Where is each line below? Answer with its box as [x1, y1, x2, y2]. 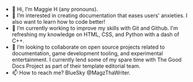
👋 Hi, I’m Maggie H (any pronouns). [11, 6, 98, 12]
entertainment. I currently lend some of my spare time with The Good [11, 56, 182, 63]
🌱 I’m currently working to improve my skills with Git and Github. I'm [11, 24, 178, 31]
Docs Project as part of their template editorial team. [11, 62, 141, 70]
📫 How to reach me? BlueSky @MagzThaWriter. [11, 69, 131, 76]
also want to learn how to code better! [11, 18, 105, 25]
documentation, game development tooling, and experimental [11, 50, 163, 56]
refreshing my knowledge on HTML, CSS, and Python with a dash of [11, 31, 180, 38]
